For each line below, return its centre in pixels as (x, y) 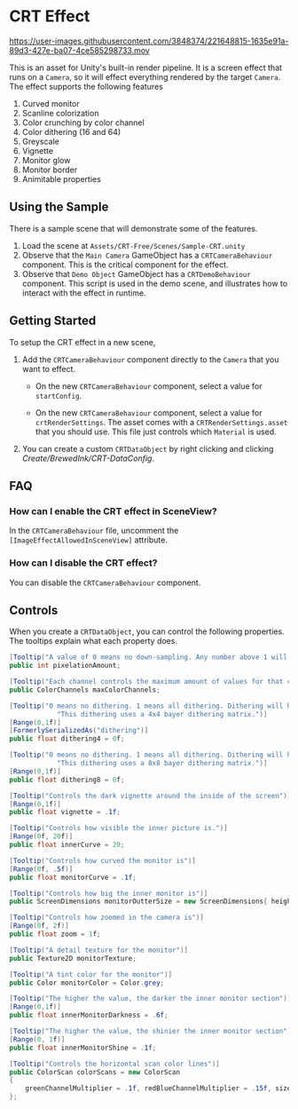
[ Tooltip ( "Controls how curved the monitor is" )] (103, 860)
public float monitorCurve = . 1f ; (73, 877)
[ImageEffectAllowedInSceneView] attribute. (89, 540)
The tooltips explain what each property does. (93, 641)
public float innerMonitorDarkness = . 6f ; (89, 1015)
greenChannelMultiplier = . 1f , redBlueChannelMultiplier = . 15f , (149, 1089)
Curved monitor (51, 103)
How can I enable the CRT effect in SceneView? (113, 511)
